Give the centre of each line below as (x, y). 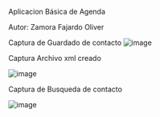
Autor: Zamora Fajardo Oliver (56, 27)
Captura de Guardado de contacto (65, 42)
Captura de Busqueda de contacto (66, 89)
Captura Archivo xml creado (55, 58)
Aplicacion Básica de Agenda (57, 12)
